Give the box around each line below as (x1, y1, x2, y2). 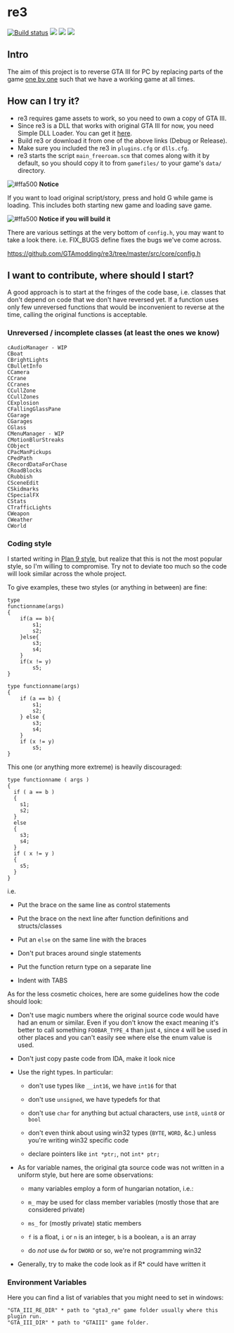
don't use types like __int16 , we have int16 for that (27, 1081, 177, 1090)
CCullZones (7, 393, 39, 401)
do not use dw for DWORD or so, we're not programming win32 (27, 1246, 202, 1254)
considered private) (27, 1205, 86, 1214)
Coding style (7, 538, 52, 548)
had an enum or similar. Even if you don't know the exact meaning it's (17, 1018, 219, 1027)
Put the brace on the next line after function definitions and (17, 914, 188, 923)
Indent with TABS (17, 976, 68, 984)
